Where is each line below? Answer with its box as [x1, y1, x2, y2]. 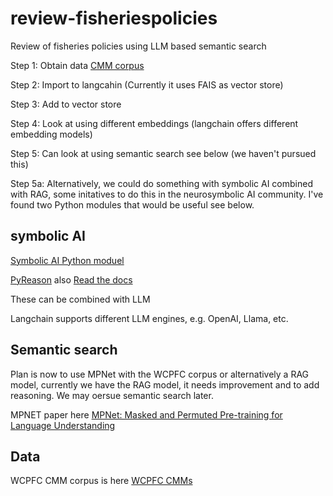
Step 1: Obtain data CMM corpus [10, 59, 145, 71]
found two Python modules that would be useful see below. [10, 198, 255, 211]
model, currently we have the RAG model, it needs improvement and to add [10, 378, 320, 391]
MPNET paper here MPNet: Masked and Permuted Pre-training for [10, 408, 283, 421]
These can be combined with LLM [10, 293, 151, 305]
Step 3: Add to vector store [10, 98, 122, 110]
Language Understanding [10, 419, 116, 431]
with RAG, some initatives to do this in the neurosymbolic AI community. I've [10, 188, 324, 200]
